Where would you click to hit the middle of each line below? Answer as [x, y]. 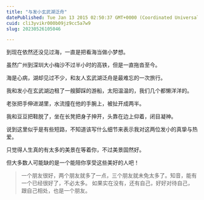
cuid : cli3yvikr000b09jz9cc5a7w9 [49, 23]
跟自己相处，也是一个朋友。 [56, 191]
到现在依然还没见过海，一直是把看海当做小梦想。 [67, 52]
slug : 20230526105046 [34, 29]
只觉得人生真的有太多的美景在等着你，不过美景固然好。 [75, 150]
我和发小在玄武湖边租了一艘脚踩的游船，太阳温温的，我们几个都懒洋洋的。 [99, 91]
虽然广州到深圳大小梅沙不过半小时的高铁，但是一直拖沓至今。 [83, 65]
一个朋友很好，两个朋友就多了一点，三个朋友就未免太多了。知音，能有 [109, 176]
